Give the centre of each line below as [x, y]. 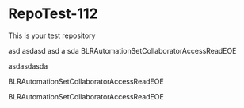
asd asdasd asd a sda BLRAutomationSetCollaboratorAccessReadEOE [122, 50]
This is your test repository [52, 35]
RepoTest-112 [53, 14]
